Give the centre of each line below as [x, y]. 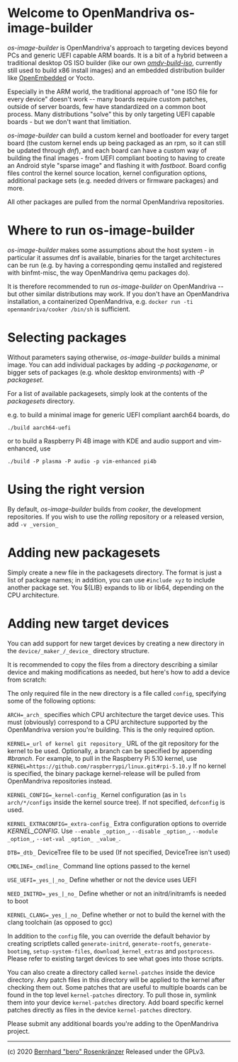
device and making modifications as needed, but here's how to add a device [119, 672]
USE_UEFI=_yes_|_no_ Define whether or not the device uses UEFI [102, 879]
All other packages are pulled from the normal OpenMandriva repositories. [116, 202]
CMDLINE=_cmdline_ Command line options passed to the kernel [99, 866]
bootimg [19, 951]
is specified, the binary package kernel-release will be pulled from [104, 773]
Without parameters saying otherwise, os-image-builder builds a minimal [114, 357]
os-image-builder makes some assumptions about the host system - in [111, 250]
